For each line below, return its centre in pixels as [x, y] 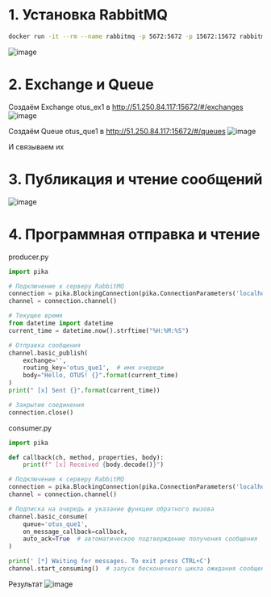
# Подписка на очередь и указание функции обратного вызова [112, 509]
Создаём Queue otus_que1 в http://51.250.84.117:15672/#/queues [117, 131]
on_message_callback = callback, [75, 532]
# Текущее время [35, 316]
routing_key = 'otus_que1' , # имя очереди [93, 368]
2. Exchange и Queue [81, 84]
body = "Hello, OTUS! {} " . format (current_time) [101, 376]
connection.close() [41, 412]
